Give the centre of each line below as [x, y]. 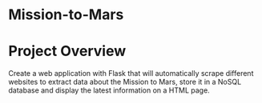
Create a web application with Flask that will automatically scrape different [131, 73]
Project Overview [67, 51]
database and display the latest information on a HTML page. [109, 90]
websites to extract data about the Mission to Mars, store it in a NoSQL [125, 82]
